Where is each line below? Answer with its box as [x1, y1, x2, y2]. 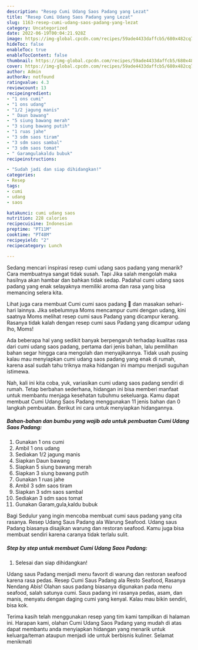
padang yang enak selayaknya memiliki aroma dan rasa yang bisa [6, 282, 166, 289]
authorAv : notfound [6, 74, 55, 80]
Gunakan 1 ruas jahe [15, 476, 65, 483]
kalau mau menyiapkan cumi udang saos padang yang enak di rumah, [6, 355, 176, 362]
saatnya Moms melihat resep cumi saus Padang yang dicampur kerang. [6, 312, 180, 320]
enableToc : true [6, 47, 46, 53]
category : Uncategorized [6, 25, 68, 31]
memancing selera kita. [6, 289, 63, 296]
